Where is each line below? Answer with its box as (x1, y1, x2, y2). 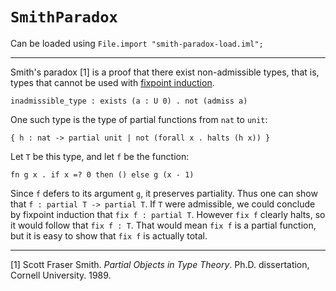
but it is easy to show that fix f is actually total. (10, 229, 208, 242)
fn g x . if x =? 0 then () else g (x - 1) (10, 169, 195, 180)
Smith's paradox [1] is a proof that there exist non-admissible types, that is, (10, 66, 320, 78)
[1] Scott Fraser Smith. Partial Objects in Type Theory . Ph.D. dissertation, (10, 258, 310, 270)
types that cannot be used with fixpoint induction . (10, 76, 215, 88)
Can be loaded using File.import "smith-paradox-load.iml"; (10, 37, 264, 49)
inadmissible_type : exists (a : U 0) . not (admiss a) (10, 96, 248, 106)
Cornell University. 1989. (10, 269, 112, 281)
